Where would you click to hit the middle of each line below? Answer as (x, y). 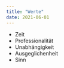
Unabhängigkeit (34, 47)
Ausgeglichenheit (36, 53)
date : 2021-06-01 (28, 17)
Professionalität (34, 41)
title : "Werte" (25, 12)
